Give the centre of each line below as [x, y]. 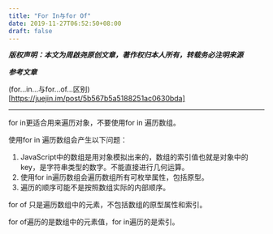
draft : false [30, 31]
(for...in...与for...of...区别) [50, 89]
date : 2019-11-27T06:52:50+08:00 [65, 23]
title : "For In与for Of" [50, 16]
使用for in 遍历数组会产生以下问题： [68, 140]
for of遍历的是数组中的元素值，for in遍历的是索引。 [94, 222]
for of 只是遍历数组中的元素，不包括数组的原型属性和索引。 [108, 205]
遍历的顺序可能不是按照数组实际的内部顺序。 [95, 188]
